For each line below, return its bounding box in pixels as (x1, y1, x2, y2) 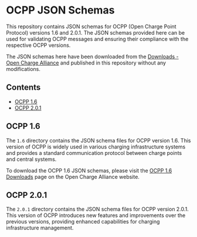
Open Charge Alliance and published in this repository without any (6, 59, 166, 66)
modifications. (6, 65, 41, 72)
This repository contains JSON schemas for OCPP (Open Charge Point (6, 23, 177, 30)
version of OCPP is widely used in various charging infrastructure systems (6, 143, 186, 150)
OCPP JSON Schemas (6, 4, 115, 17)
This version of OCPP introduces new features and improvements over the (6, 212, 186, 219)
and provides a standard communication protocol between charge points (6, 149, 182, 156)
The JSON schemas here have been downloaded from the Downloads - (6, 53, 179, 60)
